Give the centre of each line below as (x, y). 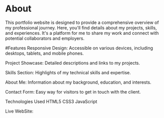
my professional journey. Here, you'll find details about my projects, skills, (81, 27)
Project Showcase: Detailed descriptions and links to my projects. (73, 63)
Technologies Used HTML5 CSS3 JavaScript (51, 101)
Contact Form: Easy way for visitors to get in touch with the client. (73, 92)
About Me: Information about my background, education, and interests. (78, 82)
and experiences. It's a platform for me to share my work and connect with (82, 33)
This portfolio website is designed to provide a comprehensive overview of (82, 22)
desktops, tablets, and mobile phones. (44, 53)
